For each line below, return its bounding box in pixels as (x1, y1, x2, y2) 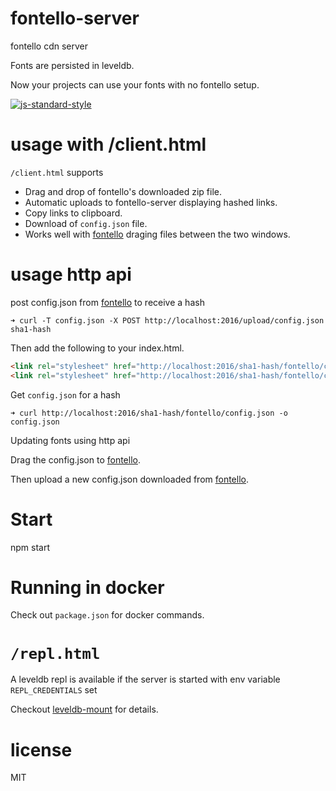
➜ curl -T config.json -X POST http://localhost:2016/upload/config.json (10, 315, 325, 326)
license (10, 738, 73, 761)
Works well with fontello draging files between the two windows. (24, 228, 291, 240)
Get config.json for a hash (10, 388, 121, 401)
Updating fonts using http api (10, 434, 131, 446)
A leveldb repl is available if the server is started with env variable (10, 673, 281, 686)
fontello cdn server (10, 40, 89, 52)
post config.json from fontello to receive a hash (10, 296, 205, 308)
